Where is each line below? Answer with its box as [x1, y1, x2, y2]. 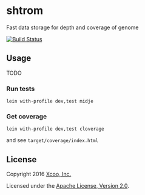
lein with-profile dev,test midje [6, 98, 94, 104]
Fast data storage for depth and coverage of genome [6, 24, 139, 31]
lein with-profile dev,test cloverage [6, 126, 104, 132]
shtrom [6, 4, 44, 18]
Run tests [6, 84, 35, 93]
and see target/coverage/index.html [6, 137, 99, 144]
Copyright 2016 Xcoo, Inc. [6, 171, 72, 178]
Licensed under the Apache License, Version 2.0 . [6, 182, 129, 190]
